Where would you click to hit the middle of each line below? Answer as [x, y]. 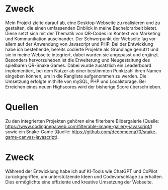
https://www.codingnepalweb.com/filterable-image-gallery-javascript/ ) [79, 126]
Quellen [22, 107]
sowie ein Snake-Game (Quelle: [38, 132]
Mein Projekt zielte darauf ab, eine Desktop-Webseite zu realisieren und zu [83, 23]
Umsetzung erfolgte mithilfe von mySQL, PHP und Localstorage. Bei [75, 81]
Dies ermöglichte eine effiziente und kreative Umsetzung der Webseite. [79, 182]
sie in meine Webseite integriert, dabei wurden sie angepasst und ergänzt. [82, 55]
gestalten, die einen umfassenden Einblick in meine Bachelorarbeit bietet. [81, 28]
